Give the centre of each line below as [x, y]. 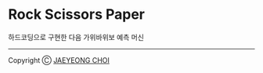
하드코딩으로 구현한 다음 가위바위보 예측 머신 [76, 37]
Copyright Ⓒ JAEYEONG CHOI [59, 60]
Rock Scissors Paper [76, 15]
